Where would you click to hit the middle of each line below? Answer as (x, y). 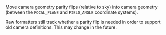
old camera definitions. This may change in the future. (61, 27)
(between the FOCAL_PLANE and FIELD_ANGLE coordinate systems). (72, 12)
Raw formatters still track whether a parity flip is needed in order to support (83, 22)
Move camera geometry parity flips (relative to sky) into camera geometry (81, 7)
